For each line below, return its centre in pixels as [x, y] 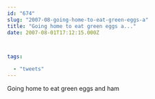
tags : [15, 57]
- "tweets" [29, 69]
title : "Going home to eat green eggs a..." [72, 26]
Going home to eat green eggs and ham [63, 88]
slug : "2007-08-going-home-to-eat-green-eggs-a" [78, 20]
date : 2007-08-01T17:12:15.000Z [53, 32]
